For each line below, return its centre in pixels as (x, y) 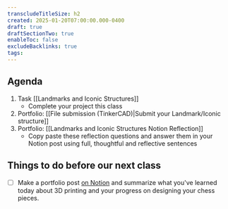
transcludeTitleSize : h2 (44, 14)
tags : (15, 53)
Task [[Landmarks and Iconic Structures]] (78, 99)
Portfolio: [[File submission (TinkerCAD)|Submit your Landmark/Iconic (119, 113)
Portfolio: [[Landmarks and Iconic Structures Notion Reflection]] (110, 128)
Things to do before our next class (84, 166)
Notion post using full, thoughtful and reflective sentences (113, 143)
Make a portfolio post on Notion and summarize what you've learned (117, 182)
